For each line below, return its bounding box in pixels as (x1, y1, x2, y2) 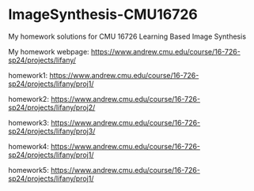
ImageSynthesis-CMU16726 (8, 6, 198, 24)
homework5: (8, 165, 49, 174)
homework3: (8, 118, 50, 127)
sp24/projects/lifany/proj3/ (8, 126, 96, 136)
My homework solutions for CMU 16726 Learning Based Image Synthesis (8, 32, 247, 41)
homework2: (8, 94, 50, 103)
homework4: (8, 141, 50, 151)
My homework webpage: (8, 47, 89, 56)
